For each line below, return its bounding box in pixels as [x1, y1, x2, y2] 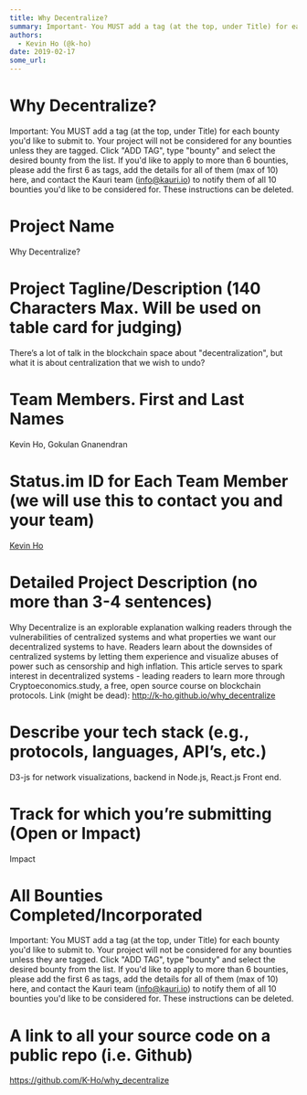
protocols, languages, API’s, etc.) [9, 741, 268, 762]
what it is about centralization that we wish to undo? [9, 357, 206, 368]
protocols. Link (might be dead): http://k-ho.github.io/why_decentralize [9, 690, 276, 701]
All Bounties [9, 885, 103, 906]
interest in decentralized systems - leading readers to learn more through [9, 670, 286, 682]
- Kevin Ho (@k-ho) [17, 38, 92, 48]
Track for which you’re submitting [9, 803, 272, 824]
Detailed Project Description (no [9, 572, 258, 593]
